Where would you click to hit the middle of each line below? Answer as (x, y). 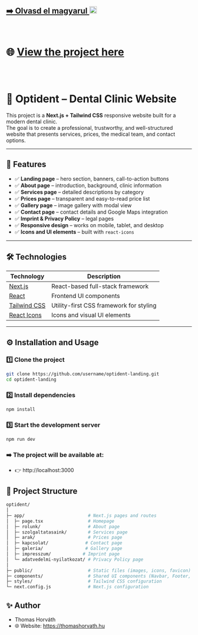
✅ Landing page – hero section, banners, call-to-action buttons (92, 179)
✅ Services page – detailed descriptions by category (79, 192)
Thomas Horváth (35, 620)
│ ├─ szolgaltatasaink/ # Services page (67, 532)
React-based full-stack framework (100, 286)
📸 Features (26, 164)
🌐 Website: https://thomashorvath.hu (60, 626)
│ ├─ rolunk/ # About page (63, 526)
